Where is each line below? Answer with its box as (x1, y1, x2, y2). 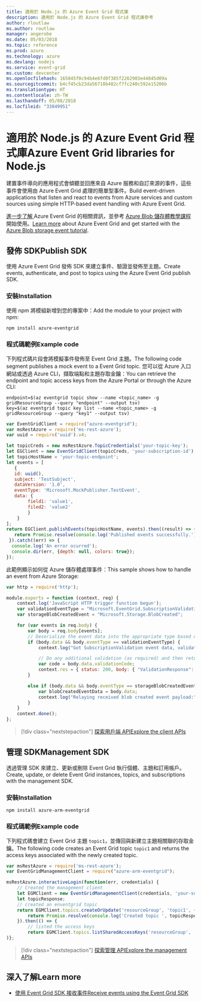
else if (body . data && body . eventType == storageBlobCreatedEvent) (28, 683, 199, 689)
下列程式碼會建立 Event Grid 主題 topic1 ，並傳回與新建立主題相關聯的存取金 (6, 837, 194, 844)
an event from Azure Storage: (6, 573, 79, 580)
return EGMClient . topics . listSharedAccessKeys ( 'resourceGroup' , (28, 930, 191, 936)
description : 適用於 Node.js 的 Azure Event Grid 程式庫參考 (6, 14, 154, 20)
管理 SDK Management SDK (6, 747, 109, 758)
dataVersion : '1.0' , (14, 482, 66, 488)
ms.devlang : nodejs (6, 59, 55, 65)
